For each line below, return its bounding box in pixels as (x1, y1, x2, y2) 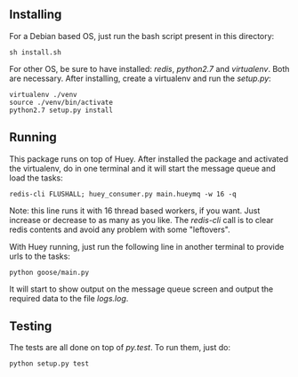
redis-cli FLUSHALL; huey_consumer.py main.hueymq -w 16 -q (9, 189, 238, 198)
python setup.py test (9, 359, 90, 368)
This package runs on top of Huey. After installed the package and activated (9, 153, 289, 164)
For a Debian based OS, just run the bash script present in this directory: (9, 30, 275, 41)
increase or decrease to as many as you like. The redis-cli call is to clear (9, 214, 274, 225)
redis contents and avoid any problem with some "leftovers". (9, 224, 231, 235)
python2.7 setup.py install (9, 106, 114, 115)
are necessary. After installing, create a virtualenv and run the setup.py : (9, 73, 271, 84)
